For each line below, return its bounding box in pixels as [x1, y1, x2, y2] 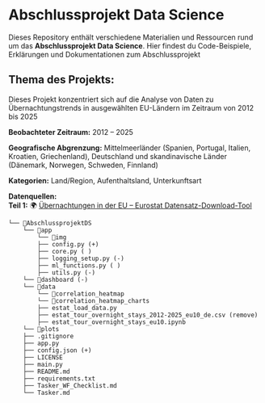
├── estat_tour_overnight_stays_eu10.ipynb [37, 317, 186, 326]
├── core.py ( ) [37, 247, 92, 255]
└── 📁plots [23, 325, 60, 333]
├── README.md [23, 367, 70, 376]
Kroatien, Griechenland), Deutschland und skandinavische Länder [8, 151, 228, 161]
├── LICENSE [23, 353, 63, 361]
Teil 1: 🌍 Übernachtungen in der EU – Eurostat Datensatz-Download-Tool [8, 200, 252, 210]
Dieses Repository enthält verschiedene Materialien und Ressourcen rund [8, 32, 254, 42]
